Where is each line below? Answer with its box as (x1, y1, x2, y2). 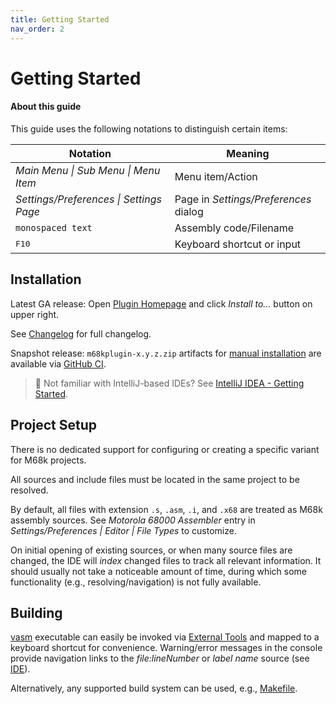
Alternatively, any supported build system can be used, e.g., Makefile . (10, 682, 298, 695)
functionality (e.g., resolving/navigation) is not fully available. (10, 576, 262, 588)
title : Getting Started (10, 14, 110, 25)
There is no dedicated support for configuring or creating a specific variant (10, 443, 320, 455)
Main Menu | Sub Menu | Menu (15, 163, 161, 177)
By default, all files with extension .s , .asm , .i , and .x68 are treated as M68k (10, 503, 323, 515)
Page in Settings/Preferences (174, 192, 312, 206)
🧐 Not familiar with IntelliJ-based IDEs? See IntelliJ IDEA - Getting (34, 377, 305, 389)
